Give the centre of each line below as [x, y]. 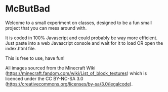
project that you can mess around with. [46, 28]
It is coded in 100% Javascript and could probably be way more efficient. [81, 38]
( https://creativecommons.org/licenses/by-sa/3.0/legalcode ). [69, 84]
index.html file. [21, 48]
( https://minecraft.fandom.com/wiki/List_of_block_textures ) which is [76, 73]
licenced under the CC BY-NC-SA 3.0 [44, 78]
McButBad [28, 9]
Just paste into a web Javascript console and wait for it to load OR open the [84, 43]
